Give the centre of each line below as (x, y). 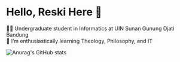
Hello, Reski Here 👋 (54, 12)
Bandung (17, 34)
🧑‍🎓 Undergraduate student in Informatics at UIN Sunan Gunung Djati (90, 28)
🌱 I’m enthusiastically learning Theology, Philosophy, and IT (80, 41)
